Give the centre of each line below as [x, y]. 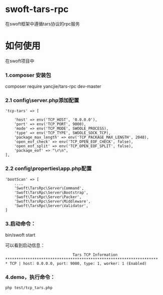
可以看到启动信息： [25, 245]
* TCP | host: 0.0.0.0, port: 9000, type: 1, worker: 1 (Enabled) [76, 264]
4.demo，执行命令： [30, 277]
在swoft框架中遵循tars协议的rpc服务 [43, 24]
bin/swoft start [20, 235]
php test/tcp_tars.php [29, 288]
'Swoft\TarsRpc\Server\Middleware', [53, 201]
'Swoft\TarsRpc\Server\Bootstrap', [51, 192]
